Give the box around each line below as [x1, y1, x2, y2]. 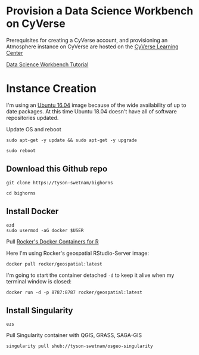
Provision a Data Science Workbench [6, 4, 194, 18]
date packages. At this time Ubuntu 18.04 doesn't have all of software [6, 107, 177, 115]
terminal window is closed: [6, 277, 72, 285]
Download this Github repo [6, 164, 108, 174]
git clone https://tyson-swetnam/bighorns [6, 180, 113, 186]
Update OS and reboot [6, 125, 61, 132]
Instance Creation [6, 82, 97, 95]
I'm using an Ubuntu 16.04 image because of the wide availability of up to [6, 101, 186, 109]
